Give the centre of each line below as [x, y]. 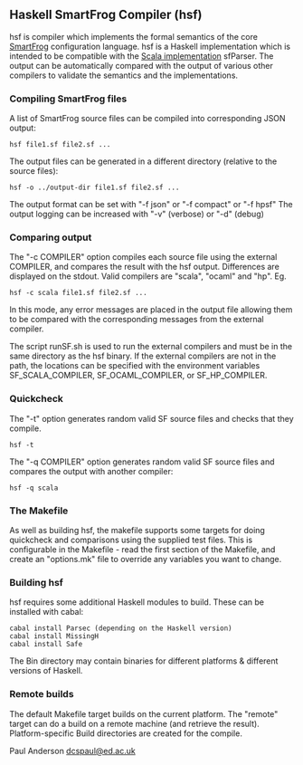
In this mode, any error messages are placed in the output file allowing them [151, 310]
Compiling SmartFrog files [68, 99]
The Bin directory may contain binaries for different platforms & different [144, 661]
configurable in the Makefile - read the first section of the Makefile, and [142, 550]
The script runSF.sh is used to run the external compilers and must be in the [151, 347]
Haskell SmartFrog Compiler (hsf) [106, 15]
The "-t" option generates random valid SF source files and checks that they [151, 418]
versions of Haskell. [46, 671]
